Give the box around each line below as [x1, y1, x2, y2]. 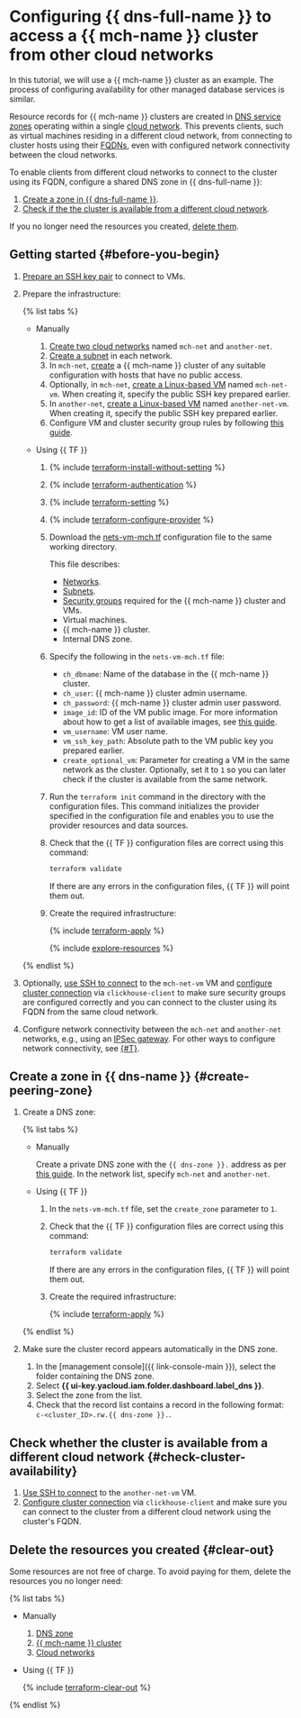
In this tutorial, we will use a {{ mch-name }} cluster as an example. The [9, 74, 274, 85]
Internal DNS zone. [62, 633, 133, 644]
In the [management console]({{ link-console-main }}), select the [35, 1361, 277, 1372]
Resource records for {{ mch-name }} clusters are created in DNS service [9, 111, 281, 122]
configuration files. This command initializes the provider [49, 800, 260, 812]
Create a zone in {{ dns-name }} [9, 1069, 191, 1085]
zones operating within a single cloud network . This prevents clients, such [9, 120, 284, 132]
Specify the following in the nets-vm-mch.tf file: [49, 650, 226, 661]
